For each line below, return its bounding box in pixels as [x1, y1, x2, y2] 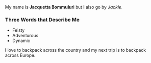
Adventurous [12, 33, 39, 39]
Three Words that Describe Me [5, 16, 80, 23]
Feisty [12, 27, 25, 33]
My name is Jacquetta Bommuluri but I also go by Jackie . [5, 4, 123, 10]
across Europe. [5, 52, 36, 58]
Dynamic [12, 38, 30, 43]
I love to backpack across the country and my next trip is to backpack [5, 47, 146, 53]
